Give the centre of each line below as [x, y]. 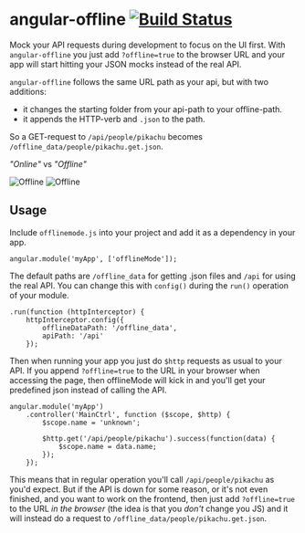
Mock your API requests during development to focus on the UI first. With [147, 45]
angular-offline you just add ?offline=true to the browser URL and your [147, 54]
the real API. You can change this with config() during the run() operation [149, 285]
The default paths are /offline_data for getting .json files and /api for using [152, 276]
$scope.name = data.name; [107, 446]
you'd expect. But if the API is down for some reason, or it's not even [139, 489]
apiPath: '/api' [73, 336]
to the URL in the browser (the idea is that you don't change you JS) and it [149, 508]
